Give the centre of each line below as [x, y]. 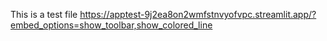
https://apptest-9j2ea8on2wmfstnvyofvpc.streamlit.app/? [198, 14]
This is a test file [44, 14]
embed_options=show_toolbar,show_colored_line [111, 25]
